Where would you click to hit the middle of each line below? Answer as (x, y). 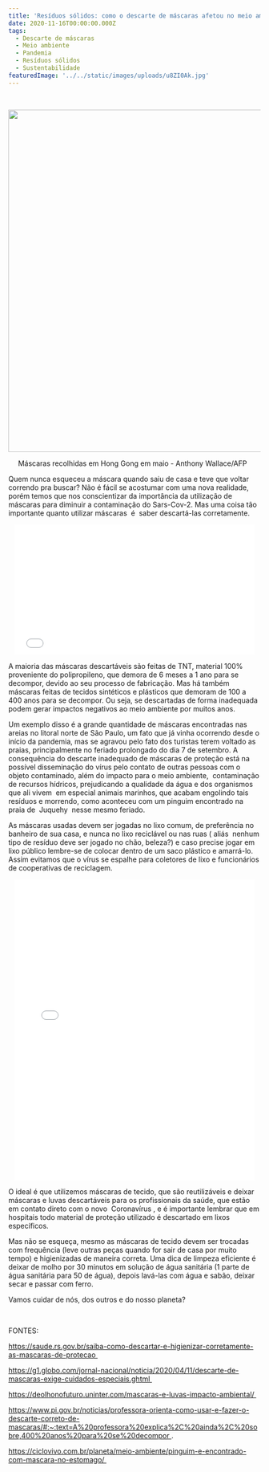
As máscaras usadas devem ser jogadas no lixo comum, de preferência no (131, 825)
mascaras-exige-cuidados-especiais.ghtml (79, 1379)
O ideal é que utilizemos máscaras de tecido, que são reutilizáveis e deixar (131, 1191)
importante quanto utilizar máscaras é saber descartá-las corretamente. (129, 513)
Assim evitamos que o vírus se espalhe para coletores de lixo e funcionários (134, 859)
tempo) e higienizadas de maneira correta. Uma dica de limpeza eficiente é (132, 1258)
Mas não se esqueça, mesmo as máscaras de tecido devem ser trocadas (129, 1241)
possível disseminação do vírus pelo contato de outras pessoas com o (124, 767)
